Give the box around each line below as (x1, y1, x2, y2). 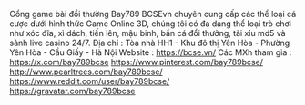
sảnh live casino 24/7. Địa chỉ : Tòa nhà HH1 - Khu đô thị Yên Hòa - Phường (9, 37, 290, 48)
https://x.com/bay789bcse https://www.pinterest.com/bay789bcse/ (9, 57, 264, 67)
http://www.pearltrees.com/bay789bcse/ (9, 66, 163, 77)
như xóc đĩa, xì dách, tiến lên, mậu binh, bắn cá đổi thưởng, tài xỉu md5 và (9, 28, 286, 38)
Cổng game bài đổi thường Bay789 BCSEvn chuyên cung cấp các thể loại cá (9, 9, 297, 19)
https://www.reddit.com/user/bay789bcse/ (9, 76, 170, 86)
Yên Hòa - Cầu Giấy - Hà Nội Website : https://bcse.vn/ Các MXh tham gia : (9, 47, 292, 58)
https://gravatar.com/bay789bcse (9, 86, 136, 96)
